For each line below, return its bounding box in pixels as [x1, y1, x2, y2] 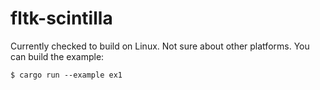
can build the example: [10, 50, 105, 62]
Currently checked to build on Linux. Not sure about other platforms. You [10, 40, 310, 52]
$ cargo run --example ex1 [10, 70, 123, 80]
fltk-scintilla [10, 7, 113, 30]
